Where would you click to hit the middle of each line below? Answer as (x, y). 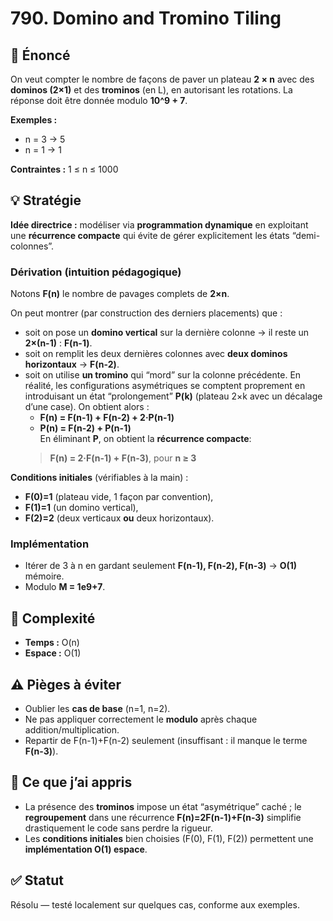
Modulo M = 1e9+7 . (65, 587)
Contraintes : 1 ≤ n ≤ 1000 (64, 169)
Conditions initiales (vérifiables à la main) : (99, 478)
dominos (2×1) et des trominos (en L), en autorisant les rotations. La (151, 90)
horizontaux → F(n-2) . (72, 364)
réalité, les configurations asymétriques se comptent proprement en (165, 386)
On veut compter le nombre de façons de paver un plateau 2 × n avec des (162, 79)
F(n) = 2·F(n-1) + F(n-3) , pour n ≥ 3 (123, 458)
